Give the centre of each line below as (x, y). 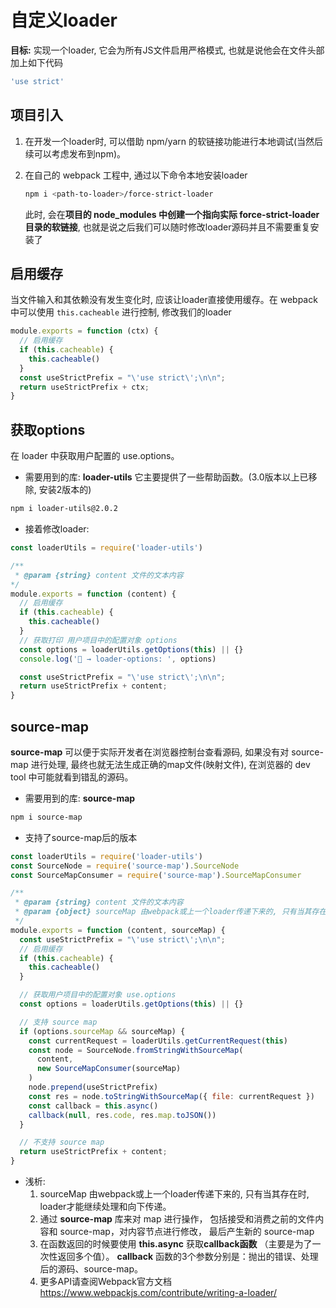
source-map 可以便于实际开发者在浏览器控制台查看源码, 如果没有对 (150, 752)
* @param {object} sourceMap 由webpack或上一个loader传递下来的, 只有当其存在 (170, 912)
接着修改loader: (57, 529)
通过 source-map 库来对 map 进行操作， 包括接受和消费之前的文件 (177, 1219)
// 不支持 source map (62, 1142)
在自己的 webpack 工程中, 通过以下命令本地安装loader (136, 175)
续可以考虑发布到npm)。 (75, 153)
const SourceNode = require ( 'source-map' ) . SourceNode (125, 866)
